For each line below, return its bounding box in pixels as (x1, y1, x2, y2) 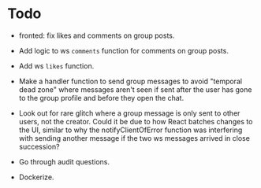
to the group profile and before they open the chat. (18, 93, 185, 102)
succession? (18, 142, 60, 151)
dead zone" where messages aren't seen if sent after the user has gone (18, 84, 252, 94)
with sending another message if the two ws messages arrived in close (18, 133, 250, 142)
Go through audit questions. (18, 157, 110, 166)
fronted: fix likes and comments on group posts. (18, 31, 175, 40)
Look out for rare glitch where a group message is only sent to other (18, 108, 240, 118)
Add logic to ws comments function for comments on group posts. (18, 46, 229, 55)
